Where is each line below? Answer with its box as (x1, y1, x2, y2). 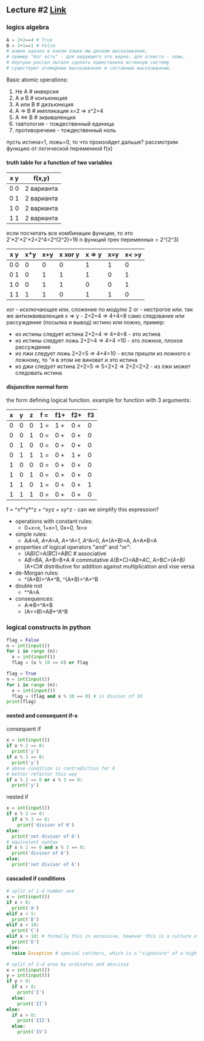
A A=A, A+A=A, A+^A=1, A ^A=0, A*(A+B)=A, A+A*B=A (24, 537, 157, 544)
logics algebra (6, 23, 50, 32)
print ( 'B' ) (12, 916, 39, 923)
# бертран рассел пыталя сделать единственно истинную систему (6, 60, 170, 66)
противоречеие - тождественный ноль (15, 126, 117, 134)
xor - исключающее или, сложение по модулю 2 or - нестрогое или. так (6, 306, 193, 313)
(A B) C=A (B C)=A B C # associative (24, 550, 107, 558)
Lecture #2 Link (6, 5, 67, 15)
